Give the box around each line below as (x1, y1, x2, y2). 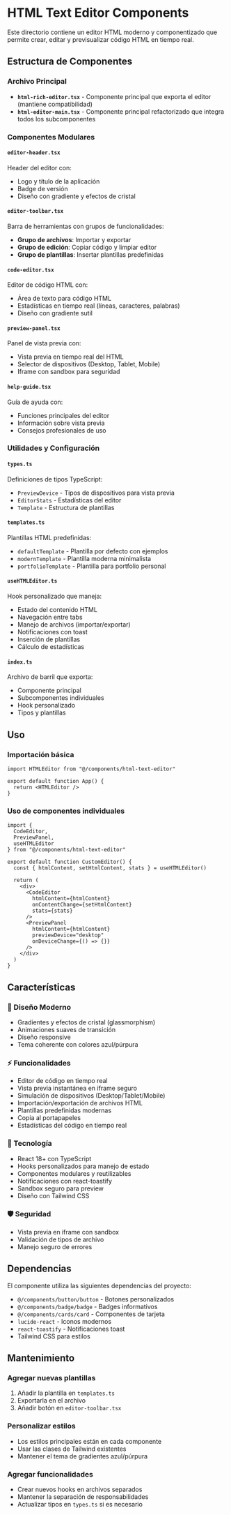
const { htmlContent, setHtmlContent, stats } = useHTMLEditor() (13, 865, 207, 872)
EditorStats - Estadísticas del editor (17, 495, 122, 504)
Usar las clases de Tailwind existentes (17, 1445, 127, 1453)
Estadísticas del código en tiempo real (17, 1121, 127, 1130)
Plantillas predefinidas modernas (17, 1106, 112, 1114)
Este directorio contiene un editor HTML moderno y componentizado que (7, 28, 218, 36)
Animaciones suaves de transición (17, 1025, 116, 1033)
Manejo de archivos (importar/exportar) (17, 620, 131, 629)
